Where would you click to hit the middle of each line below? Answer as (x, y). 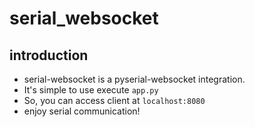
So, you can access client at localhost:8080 (114, 100)
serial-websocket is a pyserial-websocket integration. (134, 79)
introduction (49, 55)
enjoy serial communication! (82, 111)
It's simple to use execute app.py (91, 90)
